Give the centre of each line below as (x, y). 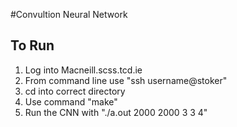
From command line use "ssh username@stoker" (126, 80)
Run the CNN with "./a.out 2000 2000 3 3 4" (116, 112)
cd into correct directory (75, 91)
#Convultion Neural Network (69, 14)
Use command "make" (71, 101)
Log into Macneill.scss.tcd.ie (83, 70)
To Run (32, 45)
